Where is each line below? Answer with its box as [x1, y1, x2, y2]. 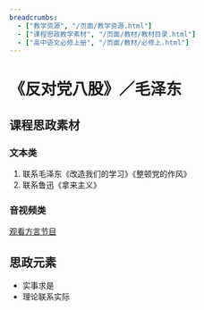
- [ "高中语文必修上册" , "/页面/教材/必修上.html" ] [17, 38, 190, 47]
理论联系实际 [21, 291, 70, 302]
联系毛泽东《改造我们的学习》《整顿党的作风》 [21, 169, 191, 180]
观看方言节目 [9, 226, 56, 237]
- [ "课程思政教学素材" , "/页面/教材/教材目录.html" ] [17, 29, 197, 38]
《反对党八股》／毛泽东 [9, 80, 183, 99]
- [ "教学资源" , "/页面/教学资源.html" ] [17, 21, 153, 30]
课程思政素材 [9, 117, 81, 132]
